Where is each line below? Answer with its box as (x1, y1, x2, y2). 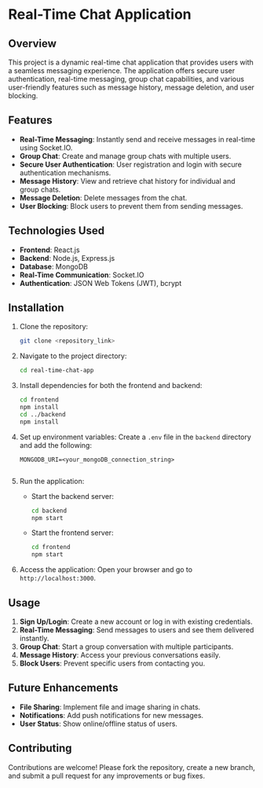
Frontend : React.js (19, 245, 80, 255)
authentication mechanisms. (19, 167, 111, 178)
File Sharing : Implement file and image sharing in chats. (19, 702, 201, 712)
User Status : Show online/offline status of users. (19, 719, 178, 728)
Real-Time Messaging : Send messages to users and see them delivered (19, 625, 254, 634)
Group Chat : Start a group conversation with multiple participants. (19, 642, 234, 651)
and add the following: (19, 440, 93, 449)
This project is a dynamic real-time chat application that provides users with (8, 57, 254, 67)
